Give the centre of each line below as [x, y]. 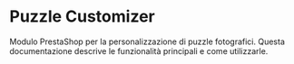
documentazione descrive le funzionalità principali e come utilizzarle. [139, 50]
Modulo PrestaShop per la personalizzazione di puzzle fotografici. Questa [147, 41]
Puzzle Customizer [83, 17]
